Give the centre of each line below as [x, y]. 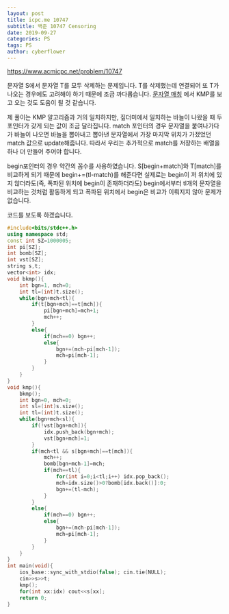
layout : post [26, 13]
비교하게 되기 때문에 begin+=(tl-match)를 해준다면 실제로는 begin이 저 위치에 [111, 174]
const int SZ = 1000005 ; [39, 241]
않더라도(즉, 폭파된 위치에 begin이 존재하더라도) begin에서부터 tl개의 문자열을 [118, 183]
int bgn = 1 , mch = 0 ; [45, 285]
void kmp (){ [24, 387]
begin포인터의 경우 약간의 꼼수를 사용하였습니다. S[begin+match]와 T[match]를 [114, 166]
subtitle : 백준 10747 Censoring [52, 26]
